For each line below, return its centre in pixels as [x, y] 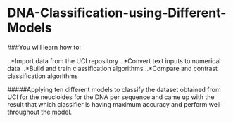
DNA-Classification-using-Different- [117, 13]
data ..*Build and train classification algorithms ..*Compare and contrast [113, 68]
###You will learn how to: [44, 47]
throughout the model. [40, 112]
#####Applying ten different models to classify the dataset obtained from [114, 89]
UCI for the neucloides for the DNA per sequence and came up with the [111, 97]
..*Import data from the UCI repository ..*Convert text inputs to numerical [114, 60]
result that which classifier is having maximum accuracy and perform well [114, 104]
